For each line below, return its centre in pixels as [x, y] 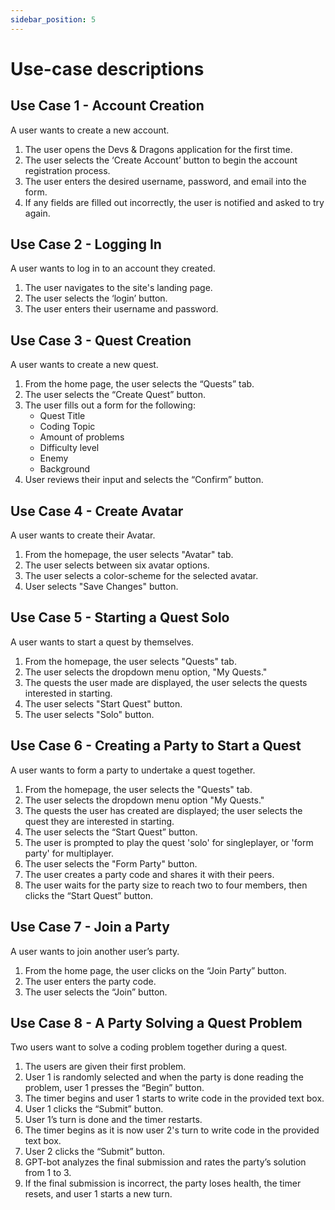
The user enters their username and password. [121, 309]
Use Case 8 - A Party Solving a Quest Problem [156, 1022]
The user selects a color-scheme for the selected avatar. [141, 576]
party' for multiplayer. [69, 853]
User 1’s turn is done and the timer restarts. [113, 1120]
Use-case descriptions [107, 68]
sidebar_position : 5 [53, 19]
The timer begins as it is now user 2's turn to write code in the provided [172, 1130]
